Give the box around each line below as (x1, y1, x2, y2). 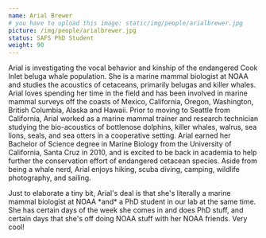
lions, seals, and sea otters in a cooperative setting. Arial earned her (8, 131, 232, 140)
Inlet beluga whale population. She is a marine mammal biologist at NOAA (8, 72, 249, 81)
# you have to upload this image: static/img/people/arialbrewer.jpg (8, 19, 244, 27)
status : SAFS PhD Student (8, 33, 94, 42)
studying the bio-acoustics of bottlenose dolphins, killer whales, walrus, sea (8, 123, 257, 132)
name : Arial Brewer (8, 11, 73, 20)
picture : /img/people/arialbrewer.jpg (8, 26, 137, 34)
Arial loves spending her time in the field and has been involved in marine (8, 88, 248, 98)
